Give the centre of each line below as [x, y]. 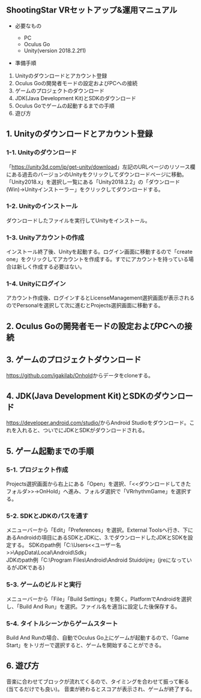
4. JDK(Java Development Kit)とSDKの [80, 396]
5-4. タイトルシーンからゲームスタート [62, 624]
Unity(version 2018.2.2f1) [55, 50]
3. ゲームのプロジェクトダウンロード [74, 360]
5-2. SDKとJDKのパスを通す [47, 516]
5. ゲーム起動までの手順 [50, 451]
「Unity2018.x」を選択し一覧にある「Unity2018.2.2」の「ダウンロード [93, 182]
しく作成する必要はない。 [53, 267]
